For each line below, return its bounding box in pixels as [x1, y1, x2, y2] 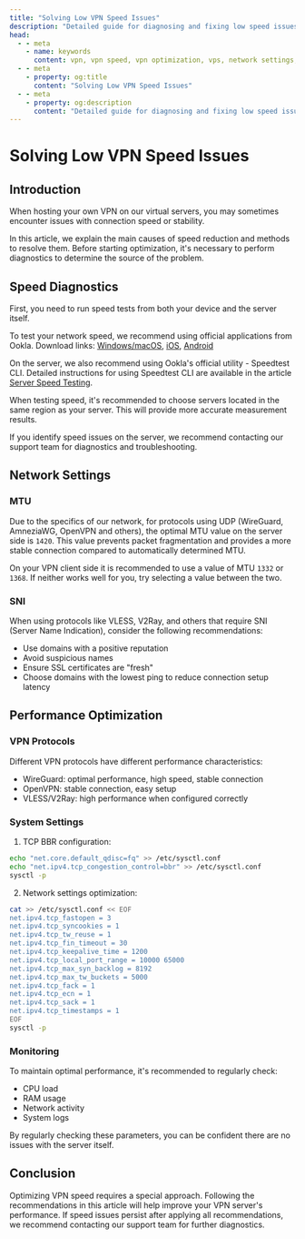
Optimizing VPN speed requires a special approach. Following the [9, 1190, 255, 1201]
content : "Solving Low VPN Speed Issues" [33, 81, 193, 90]
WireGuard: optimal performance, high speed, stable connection [22, 773, 264, 784]
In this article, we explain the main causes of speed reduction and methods [9, 233, 290, 244]
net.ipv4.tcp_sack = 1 [9, 998, 95, 1007]
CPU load [22, 1083, 59, 1094]
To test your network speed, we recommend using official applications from [9, 330, 293, 341]
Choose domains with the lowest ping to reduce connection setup [22, 672, 270, 683]
